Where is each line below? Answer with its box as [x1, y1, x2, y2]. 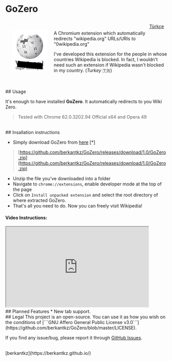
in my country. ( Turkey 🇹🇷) [53, 67, 112, 73]
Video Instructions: [5, 214, 48, 221]
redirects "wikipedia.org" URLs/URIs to [53, 35, 136, 42]
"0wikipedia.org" [53, 41, 90, 47]
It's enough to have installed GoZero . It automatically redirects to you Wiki [5, 98, 162, 104]
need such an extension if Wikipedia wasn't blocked [53, 62, 164, 68]
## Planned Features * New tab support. [5, 309, 91, 315]
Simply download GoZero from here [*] [12, 139, 95, 145]
